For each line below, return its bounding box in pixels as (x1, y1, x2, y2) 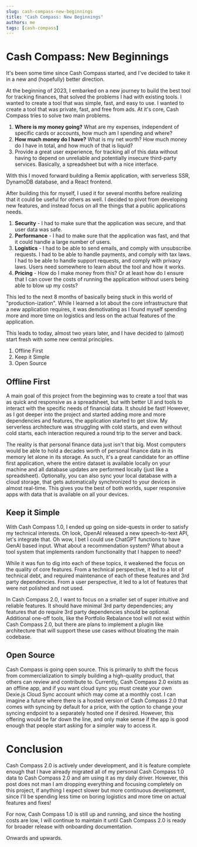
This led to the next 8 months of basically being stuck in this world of (6, 294, 173, 301)
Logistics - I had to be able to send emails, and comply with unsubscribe (14, 244, 191, 252)
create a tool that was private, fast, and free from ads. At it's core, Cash (6, 106, 179, 113)
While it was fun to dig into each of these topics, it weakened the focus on (6, 559, 185, 566)
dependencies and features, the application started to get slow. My (6, 417, 168, 424)
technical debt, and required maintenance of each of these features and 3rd (6, 572, 189, 579)
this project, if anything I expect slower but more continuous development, (6, 787, 186, 794)
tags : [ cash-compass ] (6, 25, 59, 31)
